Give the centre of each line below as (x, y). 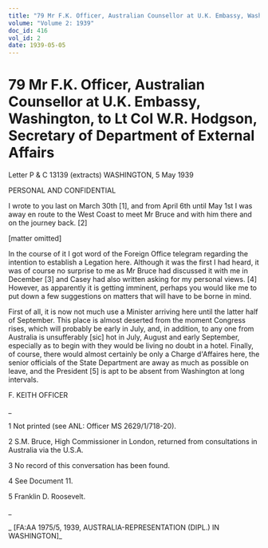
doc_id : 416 (28, 30)
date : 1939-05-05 (37, 46)
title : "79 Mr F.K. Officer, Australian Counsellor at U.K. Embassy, (126, 16)
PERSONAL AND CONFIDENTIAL (62, 191)
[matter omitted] (35, 238)
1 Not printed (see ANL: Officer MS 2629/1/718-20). (93, 426)
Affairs (32, 153)
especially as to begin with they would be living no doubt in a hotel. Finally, (131, 346)
